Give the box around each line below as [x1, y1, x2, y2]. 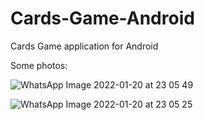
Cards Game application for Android [10, 40, 159, 52]
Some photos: [10, 59, 68, 71]
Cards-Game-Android [10, 7, 195, 30]
